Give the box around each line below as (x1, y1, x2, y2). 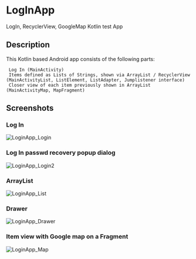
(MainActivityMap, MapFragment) (6, 87, 85, 93)
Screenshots (6, 103, 54, 113)
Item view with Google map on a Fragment (6, 233, 129, 241)
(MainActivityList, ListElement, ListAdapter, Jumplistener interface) (6, 77, 185, 83)
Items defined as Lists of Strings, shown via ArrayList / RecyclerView (8, 71, 191, 78)
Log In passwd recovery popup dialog (6, 149, 116, 157)
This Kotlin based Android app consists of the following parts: (6, 55, 155, 62)
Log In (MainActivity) (8, 67, 65, 73)
